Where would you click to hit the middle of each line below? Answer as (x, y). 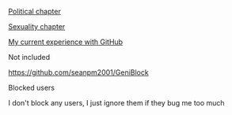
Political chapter (34, 11)
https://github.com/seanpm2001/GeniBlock (78, 72)
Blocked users (32, 87)
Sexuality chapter (37, 26)
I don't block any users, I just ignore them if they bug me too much (116, 103)
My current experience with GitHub (66, 42)
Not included (29, 57)
